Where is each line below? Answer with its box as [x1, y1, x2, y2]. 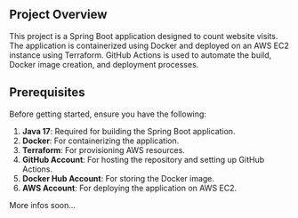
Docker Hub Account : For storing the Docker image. [21, 173, 215, 183]
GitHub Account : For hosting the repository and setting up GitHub [21, 154, 265, 165]
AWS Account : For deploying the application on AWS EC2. [21, 182, 238, 193]
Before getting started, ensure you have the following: [9, 109, 207, 119]
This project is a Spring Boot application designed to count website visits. [9, 30, 278, 41]
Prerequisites [9, 85, 85, 101]
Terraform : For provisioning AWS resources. [21, 144, 185, 155]
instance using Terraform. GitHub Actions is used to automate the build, [9, 49, 272, 61]
